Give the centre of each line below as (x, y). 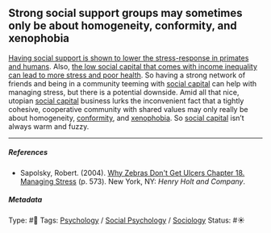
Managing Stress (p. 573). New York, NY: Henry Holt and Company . (133, 181)
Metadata (25, 200)
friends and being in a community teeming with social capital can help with (133, 83)
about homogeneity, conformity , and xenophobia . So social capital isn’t (126, 118)
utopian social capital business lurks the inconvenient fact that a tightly (126, 101)
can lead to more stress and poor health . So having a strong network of (127, 75)
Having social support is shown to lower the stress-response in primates (129, 58)
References (28, 152)
